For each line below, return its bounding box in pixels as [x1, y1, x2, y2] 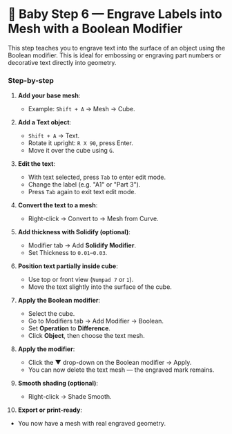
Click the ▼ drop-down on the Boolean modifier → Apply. [28, 359, 192, 367]
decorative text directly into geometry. [8, 58, 117, 66]
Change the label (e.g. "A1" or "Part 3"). [28, 180, 141, 189]
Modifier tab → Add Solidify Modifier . [28, 241, 137, 249]
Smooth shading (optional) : [17, 379, 99, 388]
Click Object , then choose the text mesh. [28, 332, 145, 340]
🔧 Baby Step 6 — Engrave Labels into [8, 6, 223, 22]
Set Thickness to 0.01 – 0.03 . [28, 249, 108, 257]
